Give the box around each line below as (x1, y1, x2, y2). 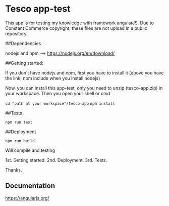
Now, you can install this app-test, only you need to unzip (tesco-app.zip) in (5, 85, 163, 91)
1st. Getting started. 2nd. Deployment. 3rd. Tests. (5, 157, 107, 163)
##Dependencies (5, 40, 41, 46)
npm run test (5, 119, 33, 125)
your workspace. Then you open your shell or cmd (5, 90, 110, 96)
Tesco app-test (5, 3, 71, 15)
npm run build (5, 138, 35, 143)
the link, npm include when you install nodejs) (5, 75, 100, 81)
